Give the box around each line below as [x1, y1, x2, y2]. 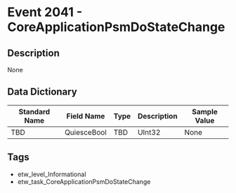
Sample [192, 107, 218, 117]
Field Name [66, 111, 105, 121]
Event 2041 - [7, 4, 83, 20]
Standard [18, 107, 51, 117]
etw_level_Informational [17, 170, 86, 178]
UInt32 [137, 127, 161, 137]
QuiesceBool [64, 127, 107, 137]
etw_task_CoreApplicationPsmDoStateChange [17, 177, 151, 186]
